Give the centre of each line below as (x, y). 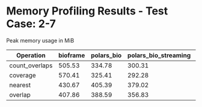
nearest (20, 85)
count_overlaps (31, 66)
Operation (31, 55)
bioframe (72, 55)
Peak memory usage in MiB (40, 40)
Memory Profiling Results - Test (87, 11)
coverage (23, 75)
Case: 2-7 (31, 24)
